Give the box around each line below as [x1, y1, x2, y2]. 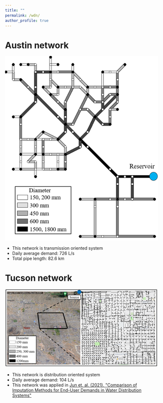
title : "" [5, 8, 25, 13]
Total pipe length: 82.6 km [12, 256, 65, 261]
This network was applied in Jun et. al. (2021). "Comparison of [12, 382, 137, 388]
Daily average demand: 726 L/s [12, 250, 75, 256]
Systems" [12, 392, 32, 399]
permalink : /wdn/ [5, 13, 40, 18]
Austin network [5, 39, 69, 51]
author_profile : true [5, 18, 49, 23]
